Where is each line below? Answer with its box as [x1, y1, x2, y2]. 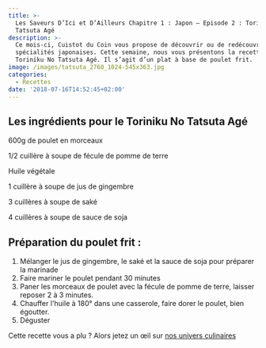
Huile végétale [8, 166, 55, 176]
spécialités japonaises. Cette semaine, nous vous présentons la [15, 48, 236, 56]
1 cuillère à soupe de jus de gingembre [8, 182, 135, 191]
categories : [8, 71, 47, 78]
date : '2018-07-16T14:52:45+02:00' [8, 85, 126, 94]
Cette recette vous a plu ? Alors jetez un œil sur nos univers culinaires [8, 331, 236, 340]
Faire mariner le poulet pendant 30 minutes [19, 273, 161, 282]
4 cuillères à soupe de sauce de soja [8, 212, 128, 222]
